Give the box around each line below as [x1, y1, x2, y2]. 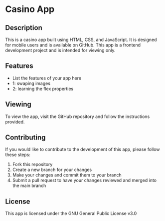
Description [5, 23, 42, 32]
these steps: [5, 151, 31, 158]
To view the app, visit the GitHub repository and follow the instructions [5, 113, 150, 119]
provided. [5, 118, 25, 124]
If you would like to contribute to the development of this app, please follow [5, 146, 161, 152]
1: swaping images [12, 80, 51, 86]
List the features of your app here [12, 75, 81, 81]
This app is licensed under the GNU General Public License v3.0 [5, 210, 137, 216]
